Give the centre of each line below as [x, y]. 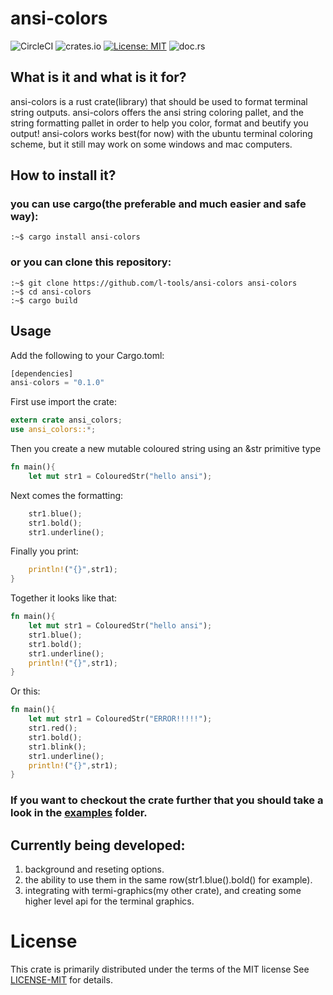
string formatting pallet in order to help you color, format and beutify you [159, 123]
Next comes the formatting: [67, 495]
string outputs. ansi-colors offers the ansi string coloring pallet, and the [157, 112]
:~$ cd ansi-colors [51, 292]
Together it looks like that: [63, 598]
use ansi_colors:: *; [53, 430]
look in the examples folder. [79, 813]
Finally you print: [44, 551]
